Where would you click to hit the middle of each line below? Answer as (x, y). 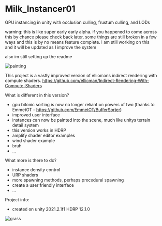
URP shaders (25, 175)
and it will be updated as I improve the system (51, 47)
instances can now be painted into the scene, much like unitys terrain (81, 120)
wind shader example (33, 140)
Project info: (17, 199)
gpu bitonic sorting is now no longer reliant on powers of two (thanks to (83, 104)
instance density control (36, 169)
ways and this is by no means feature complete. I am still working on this (77, 42)
